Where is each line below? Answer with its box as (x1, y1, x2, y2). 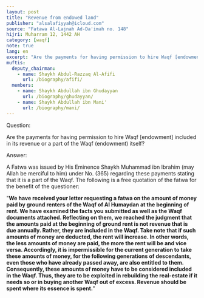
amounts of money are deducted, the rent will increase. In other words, (6, 233, 189, 240)
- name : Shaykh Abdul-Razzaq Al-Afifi (17, 71, 115, 77)
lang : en (6, 49, 29, 55)
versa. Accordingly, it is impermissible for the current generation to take (6, 246, 192, 253)
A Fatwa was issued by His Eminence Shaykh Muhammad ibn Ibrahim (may (6, 163, 194, 171)
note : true (6, 43, 34, 49)
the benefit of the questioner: (6, 183, 80, 190)
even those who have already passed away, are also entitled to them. (6, 259, 184, 266)
